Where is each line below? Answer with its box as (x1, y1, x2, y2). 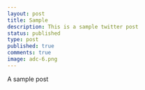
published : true (7, 43, 54, 50)
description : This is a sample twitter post (7, 23, 139, 30)
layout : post (7, 10, 45, 17)
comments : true (7, 50, 52, 57)
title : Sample (7, 17, 49, 24)
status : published (7, 29, 61, 37)
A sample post (7, 75, 49, 83)
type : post (7, 36, 39, 43)
